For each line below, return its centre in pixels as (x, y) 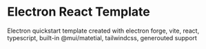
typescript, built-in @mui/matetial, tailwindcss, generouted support (102, 37)
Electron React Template (79, 12)
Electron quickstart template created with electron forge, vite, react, (103, 31)
